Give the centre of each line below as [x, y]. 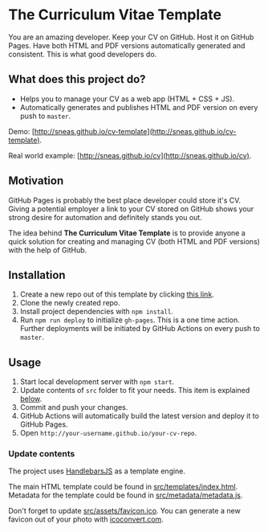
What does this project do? [77, 79]
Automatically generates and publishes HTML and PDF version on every [139, 107]
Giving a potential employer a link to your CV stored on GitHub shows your [131, 209]
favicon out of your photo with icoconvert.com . [86, 519]
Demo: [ [22, 131]
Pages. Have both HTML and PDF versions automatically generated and [127, 45]
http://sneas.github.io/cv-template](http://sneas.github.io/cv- [136, 131]
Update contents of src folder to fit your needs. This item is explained [135, 391]
